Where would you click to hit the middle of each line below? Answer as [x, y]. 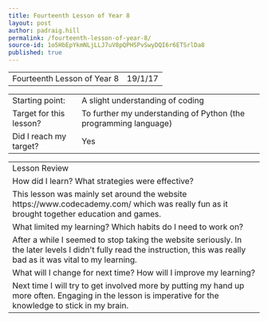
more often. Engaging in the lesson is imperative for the [116, 296]
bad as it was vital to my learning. [75, 260]
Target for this [39, 114]
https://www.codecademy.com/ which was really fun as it [120, 204]
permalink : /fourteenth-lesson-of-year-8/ [80, 38]
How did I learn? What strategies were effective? [103, 181]
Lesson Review [41, 168]
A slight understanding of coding [143, 100]
